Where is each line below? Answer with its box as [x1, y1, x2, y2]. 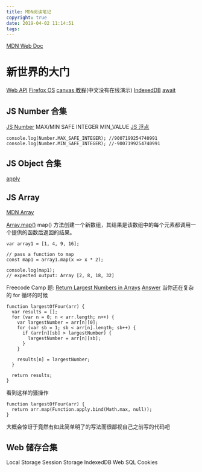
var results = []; [11, 309, 58, 315]
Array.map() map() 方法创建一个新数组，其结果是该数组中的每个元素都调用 [6, 221, 191, 228]
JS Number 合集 [6, 106, 68, 116]
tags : [6, 25, 20, 32]
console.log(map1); [6, 267, 55, 273]
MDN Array [6, 208, 34, 215]
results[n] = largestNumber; [17, 356, 90, 362]
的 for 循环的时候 [6, 291, 48, 298]
